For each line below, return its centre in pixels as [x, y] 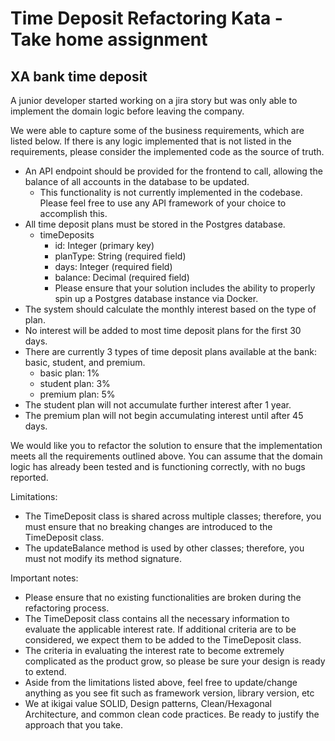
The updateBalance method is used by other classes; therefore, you [164, 548]
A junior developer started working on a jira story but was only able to [154, 100]
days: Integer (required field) [113, 266]
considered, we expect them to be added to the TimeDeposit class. [163, 640]
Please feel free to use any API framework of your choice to [163, 203]
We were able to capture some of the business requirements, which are [157, 130]
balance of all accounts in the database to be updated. [137, 181]
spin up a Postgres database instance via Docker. [156, 298]
